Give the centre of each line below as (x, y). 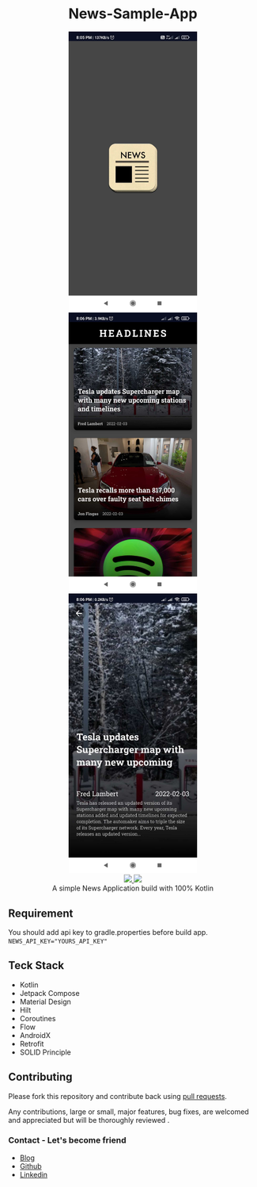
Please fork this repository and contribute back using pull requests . (118, 1096)
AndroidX (35, 1035)
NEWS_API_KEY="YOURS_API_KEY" (58, 941)
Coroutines (38, 1018)
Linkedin (34, 1174)
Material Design (45, 1001)
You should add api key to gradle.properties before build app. (108, 932)
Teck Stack (36, 965)
